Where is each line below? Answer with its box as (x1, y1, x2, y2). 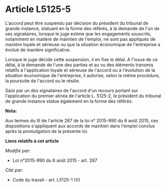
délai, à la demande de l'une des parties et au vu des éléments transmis (5, 62, 154, 68)
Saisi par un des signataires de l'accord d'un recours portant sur (5, 87, 138, 93)
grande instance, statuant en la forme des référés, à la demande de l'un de (5, 25, 159, 31)
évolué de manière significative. (5, 47, 71, 53)
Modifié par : (5, 147, 31, 153)
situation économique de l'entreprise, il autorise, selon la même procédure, (5, 72, 160, 78)
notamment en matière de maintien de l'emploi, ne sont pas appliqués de (5, 36, 156, 42)
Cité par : (5, 167, 24, 173)
